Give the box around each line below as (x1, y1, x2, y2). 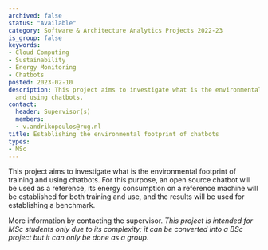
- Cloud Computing (8, 49, 69, 57)
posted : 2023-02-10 (8, 78, 73, 86)
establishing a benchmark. (8, 201, 96, 210)
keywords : (8, 41, 41, 49)
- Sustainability (8, 57, 66, 64)
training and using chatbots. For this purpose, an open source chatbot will (8, 175, 251, 185)
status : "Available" (8, 19, 77, 27)
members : (15, 115, 45, 123)
